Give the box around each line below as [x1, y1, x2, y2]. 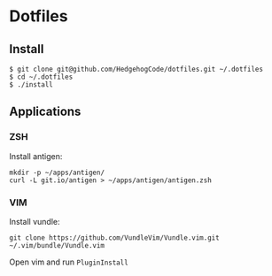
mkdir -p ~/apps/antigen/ [9, 168, 105, 177]
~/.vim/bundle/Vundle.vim [9, 241, 105, 249]
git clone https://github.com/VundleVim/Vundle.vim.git [9, 233, 220, 242]
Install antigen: [9, 150, 63, 161]
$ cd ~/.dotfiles [9, 73, 74, 81]
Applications [9, 104, 82, 119]
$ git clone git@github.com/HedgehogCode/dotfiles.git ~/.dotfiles [9, 65, 264, 73]
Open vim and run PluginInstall [9, 257, 128, 267]
